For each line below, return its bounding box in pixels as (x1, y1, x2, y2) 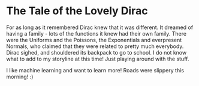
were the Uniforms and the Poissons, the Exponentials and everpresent (6, 36, 182, 43)
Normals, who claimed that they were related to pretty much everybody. (6, 43, 184, 50)
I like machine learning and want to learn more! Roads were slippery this (6, 66, 185, 74)
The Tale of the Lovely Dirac (6, 4, 148, 18)
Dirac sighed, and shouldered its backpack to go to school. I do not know (6, 49, 187, 56)
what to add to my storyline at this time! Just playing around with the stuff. (6, 55, 189, 62)
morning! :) (6, 73, 34, 80)
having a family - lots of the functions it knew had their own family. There (6, 30, 187, 37)
